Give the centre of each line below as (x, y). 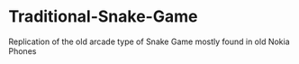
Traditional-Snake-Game (103, 17)
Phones (23, 50)
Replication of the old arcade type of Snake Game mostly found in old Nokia (149, 41)
